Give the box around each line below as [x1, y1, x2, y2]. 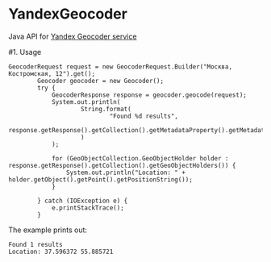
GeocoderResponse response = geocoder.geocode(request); [51, 90, 248, 99]
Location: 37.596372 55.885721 [8, 247, 114, 256]
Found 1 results [8, 240, 63, 248]
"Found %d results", [109, 112, 179, 120]
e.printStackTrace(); [51, 203, 125, 212]
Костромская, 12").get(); [8, 69, 95, 77]
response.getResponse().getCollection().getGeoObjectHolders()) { [8, 161, 236, 169]
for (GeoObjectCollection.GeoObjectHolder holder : [51, 154, 229, 162]
